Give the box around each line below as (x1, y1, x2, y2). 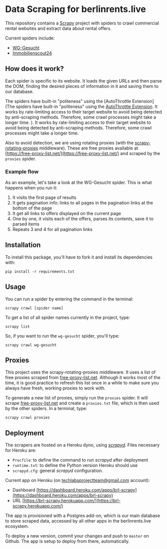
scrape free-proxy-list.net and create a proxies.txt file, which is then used (5, 400, 160, 406)
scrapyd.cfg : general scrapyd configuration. (12, 467, 103, 473)
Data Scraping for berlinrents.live (5, 3, 146, 15)
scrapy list (5, 324, 30, 329)
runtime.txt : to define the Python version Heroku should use (12, 462, 138, 468)
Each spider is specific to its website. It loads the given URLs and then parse (5, 77, 162, 83)
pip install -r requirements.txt (5, 269, 75, 274)
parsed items (12, 221, 40, 227)
